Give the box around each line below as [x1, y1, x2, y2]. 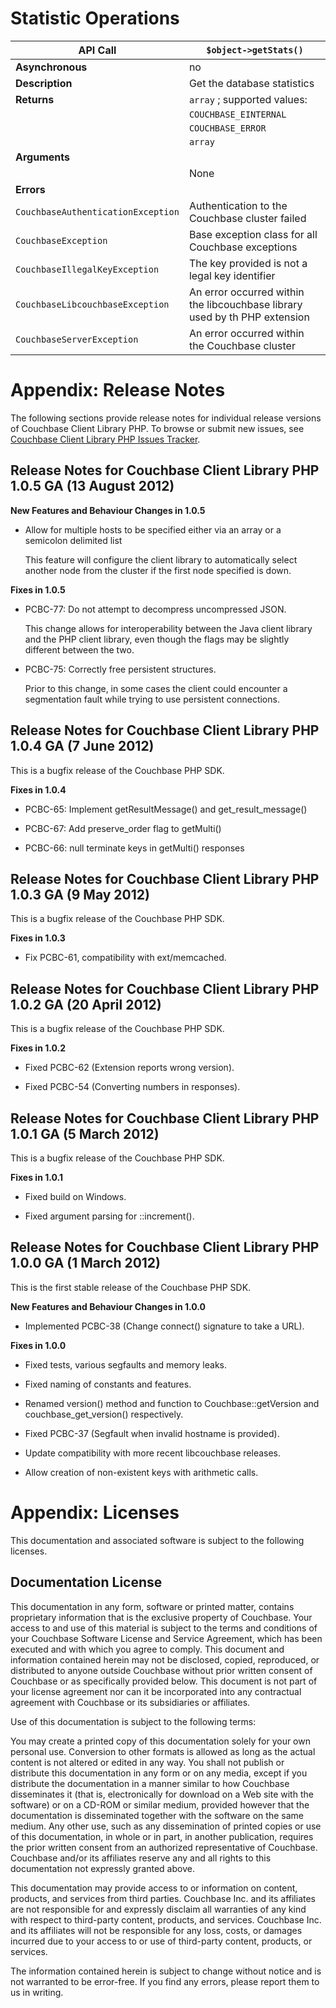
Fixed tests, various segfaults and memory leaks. [24, 1358, 227, 1371]
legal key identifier [188, 268, 276, 282]
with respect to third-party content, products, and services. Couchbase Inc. [10, 1913, 322, 1926]
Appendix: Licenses [10, 1501, 180, 1524]
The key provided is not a [188, 256, 308, 270]
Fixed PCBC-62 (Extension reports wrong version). [24, 1062, 235, 1074]
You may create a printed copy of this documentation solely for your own [10, 1735, 311, 1747]
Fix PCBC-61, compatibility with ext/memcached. [24, 952, 227, 964]
